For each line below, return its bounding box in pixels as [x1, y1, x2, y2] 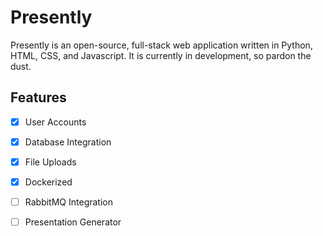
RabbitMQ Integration [24, 196, 113, 208]
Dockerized [24, 176, 73, 188]
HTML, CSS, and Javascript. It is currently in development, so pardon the [10, 49, 312, 61]
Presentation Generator [24, 216, 122, 228]
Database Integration [24, 136, 112, 148]
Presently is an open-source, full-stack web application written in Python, [10, 39, 313, 51]
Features [10, 89, 67, 106]
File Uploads [24, 156, 77, 168]
